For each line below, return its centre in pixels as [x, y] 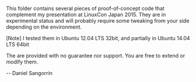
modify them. [22, 62]
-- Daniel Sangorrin [29, 73]
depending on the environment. [44, 27]
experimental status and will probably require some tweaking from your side [98, 21]
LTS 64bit [18, 44]
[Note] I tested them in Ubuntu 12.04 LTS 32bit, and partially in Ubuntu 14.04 [98, 38]
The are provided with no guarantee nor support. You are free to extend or [96, 56]
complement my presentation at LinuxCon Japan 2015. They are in [86, 15]
